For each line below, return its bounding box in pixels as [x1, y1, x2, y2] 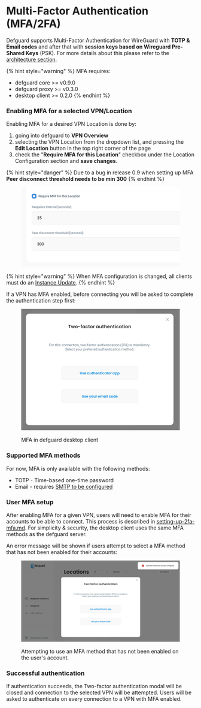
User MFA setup [6, 498, 54, 506]
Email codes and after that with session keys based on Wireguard [6, 43, 171, 50]
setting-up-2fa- [156, 518, 195, 525]
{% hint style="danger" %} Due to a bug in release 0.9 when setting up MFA [6, 169, 194, 176]
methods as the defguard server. [6, 531, 87, 538]
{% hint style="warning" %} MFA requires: [6, 67, 111, 74]
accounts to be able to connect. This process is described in [6, 518, 156, 525]
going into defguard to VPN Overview [14, 132, 109, 139]
